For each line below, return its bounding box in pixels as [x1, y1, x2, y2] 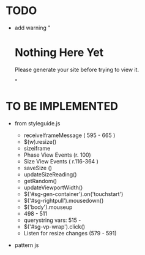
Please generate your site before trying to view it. [14, 66, 139, 73]
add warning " [14, 24, 51, 31]
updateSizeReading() [23, 170, 77, 178]
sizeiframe [23, 144, 51, 152]
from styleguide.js [14, 119, 61, 127]
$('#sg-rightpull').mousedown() [23, 197, 104, 204]
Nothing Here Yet [14, 45, 104, 60]
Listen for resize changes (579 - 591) [23, 229, 117, 237]
